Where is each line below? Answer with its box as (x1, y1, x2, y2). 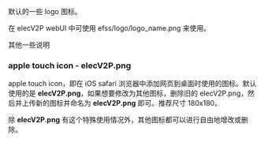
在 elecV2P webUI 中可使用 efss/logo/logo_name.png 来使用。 (8, 23, 211, 33)
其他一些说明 (8, 40, 50, 49)
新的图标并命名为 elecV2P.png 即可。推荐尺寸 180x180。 (35, 99, 222, 108)
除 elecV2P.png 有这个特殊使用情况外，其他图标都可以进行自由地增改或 (8, 115, 242, 125)
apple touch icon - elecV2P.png (8, 60, 132, 70)
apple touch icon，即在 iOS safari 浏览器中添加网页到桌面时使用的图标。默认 (8, 79, 257, 89)
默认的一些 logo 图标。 (8, 7, 82, 16)
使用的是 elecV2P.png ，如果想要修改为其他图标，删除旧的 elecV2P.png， (8, 89, 248, 98)
